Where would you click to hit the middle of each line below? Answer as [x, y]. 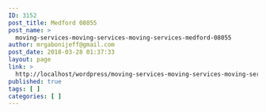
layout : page [30, 60]
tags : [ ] [25, 89]
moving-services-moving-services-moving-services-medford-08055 [123, 37]
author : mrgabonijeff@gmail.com [61, 45]
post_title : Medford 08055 [53, 23]
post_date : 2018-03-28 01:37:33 [61, 52]
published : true [35, 81]
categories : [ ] [35, 96]
